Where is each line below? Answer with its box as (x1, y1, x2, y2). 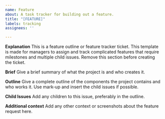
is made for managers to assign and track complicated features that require (5, 49, 160, 55)
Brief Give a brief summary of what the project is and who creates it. (5, 69, 145, 75)
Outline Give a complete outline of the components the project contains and (5, 79, 161, 85)
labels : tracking (5, 21, 41, 26)
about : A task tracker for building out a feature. (5, 12, 114, 17)
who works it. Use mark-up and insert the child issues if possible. (5, 84, 139, 90)
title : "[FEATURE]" (5, 16, 46, 21)
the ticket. (5, 59, 26, 65)
